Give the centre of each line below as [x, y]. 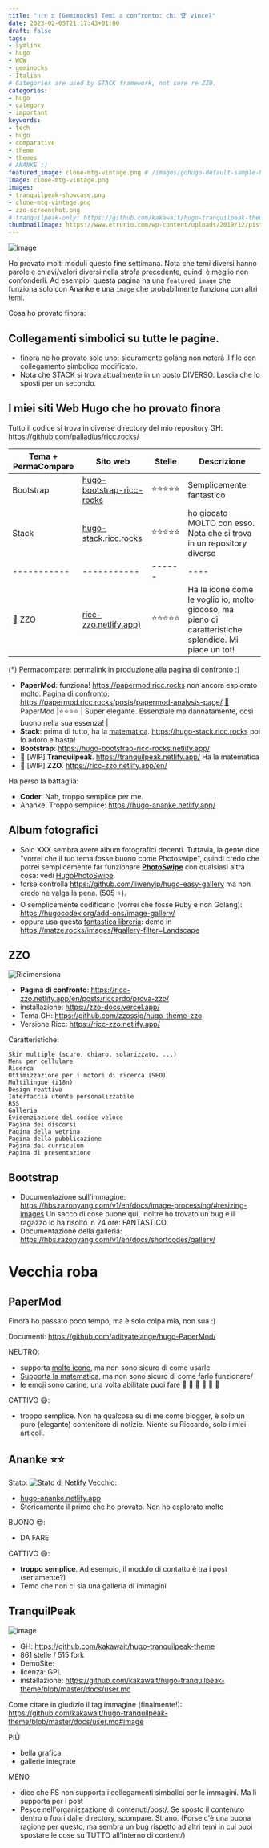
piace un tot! [211, 649]
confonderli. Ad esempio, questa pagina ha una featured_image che [120, 280]
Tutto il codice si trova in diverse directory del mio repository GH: [116, 427]
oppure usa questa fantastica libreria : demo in [96, 922]
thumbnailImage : [35, 225]
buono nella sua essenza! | [64, 722]
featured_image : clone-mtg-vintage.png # [78, 173]
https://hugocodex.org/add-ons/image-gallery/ [97, 913]
